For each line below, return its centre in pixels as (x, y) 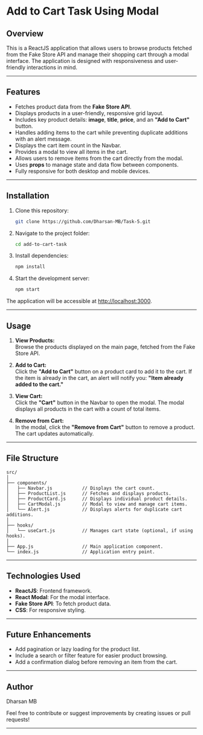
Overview (25, 34)
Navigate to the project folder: (52, 233)
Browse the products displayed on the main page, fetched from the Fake (105, 347)
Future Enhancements (49, 634)
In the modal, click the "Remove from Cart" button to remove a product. (105, 427)
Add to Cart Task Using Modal (82, 11)
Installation (28, 196)
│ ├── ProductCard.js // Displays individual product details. (97, 499)
